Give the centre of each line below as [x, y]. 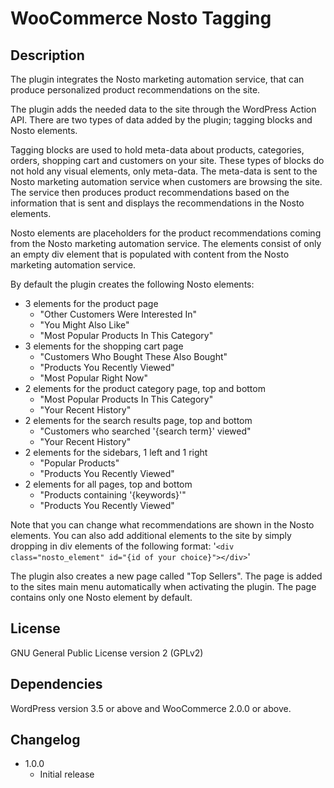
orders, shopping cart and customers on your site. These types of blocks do [167, 160]
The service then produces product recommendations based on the [150, 192]
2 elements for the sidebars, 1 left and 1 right [116, 452]
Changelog [45, 740]
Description [47, 55]
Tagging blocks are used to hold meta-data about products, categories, [157, 150]
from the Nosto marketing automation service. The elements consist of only [166, 243]
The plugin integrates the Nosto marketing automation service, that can [157, 79]
